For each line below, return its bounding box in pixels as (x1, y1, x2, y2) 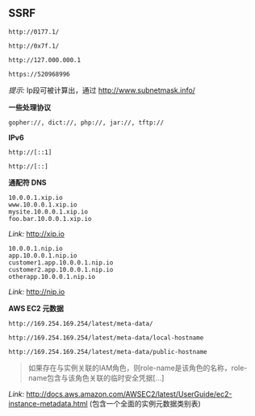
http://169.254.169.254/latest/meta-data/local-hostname (8, 334, 204, 342)
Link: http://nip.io (8, 286, 65, 297)
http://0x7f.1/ (8, 42, 60, 50)
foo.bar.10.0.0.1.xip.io (8, 214, 92, 223)
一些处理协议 (8, 102, 51, 112)
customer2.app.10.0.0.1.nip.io (8, 265, 114, 273)
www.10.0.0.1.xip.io (8, 201, 78, 209)
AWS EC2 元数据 (8, 303, 65, 313)
